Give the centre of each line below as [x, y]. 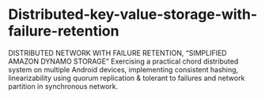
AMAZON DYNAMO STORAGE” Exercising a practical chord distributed [123, 61]
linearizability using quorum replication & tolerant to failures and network [127, 78]
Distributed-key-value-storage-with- [133, 15]
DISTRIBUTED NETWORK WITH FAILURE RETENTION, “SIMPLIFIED [117, 53]
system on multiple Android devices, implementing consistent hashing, [123, 69]
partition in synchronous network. [63, 86]
